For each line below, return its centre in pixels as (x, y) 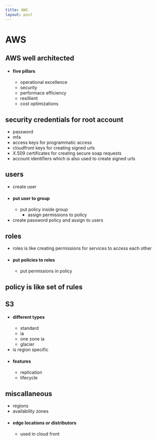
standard (29, 328)
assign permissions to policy (57, 215)
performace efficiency (43, 93)
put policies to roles (34, 260)
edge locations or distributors (44, 423)
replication (31, 372)
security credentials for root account (64, 119)
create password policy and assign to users (58, 220)
